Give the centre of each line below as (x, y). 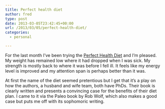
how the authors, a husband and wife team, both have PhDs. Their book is (80, 85)
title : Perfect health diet (34, 10)
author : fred (18, 14)
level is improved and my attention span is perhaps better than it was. (76, 71)
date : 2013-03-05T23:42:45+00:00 (39, 23)
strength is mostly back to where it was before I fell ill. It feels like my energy (83, 66)
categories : (17, 32)
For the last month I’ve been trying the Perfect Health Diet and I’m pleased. (81, 55)
